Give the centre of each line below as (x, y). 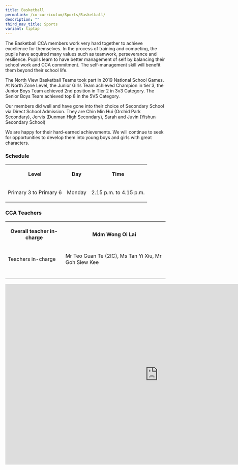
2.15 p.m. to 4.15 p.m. (118, 192)
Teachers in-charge (32, 259)
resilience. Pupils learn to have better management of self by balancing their (85, 59)
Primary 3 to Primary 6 (35, 192)
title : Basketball (25, 10)
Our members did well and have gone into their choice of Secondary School (85, 106)
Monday (77, 192)
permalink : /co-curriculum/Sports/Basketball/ (55, 15)
